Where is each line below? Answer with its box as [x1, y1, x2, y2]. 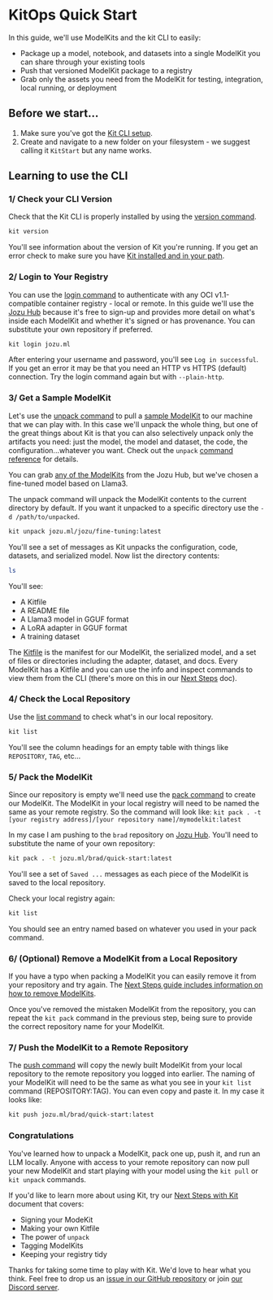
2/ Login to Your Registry [8, 271, 109, 282]
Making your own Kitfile [19, 1223, 100, 1233]
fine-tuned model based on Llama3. [8, 478, 128, 488]
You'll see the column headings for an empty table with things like [8, 742, 229, 752]
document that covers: [8, 1198, 84, 1209]
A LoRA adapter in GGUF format [19, 622, 128, 632]
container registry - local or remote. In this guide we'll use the [47, 299, 254, 308]
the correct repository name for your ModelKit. [8, 1022, 165, 1032]
